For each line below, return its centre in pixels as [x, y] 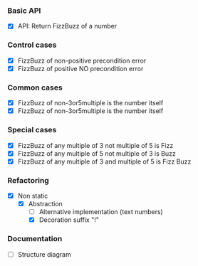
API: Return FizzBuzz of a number [67, 26]
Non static [33, 196]
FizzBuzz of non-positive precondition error [82, 60]
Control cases [32, 45]
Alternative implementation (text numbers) [101, 212]
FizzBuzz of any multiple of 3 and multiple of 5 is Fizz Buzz [104, 161]
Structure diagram [44, 254]
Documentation [35, 239]
